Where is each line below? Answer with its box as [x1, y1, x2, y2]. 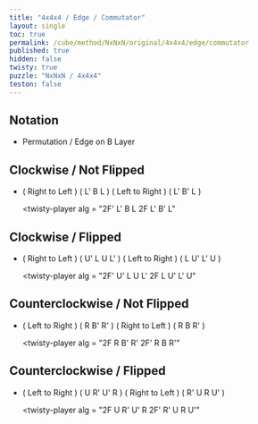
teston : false [9, 80, 62, 89]
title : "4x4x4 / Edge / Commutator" [9, 13, 146, 22]
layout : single [9, 21, 66, 30]
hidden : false [9, 55, 62, 64]
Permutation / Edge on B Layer [21, 136, 136, 148]
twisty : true [9, 64, 58, 72]
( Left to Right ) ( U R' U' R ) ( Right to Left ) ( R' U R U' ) [21, 386, 225, 398]
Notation [9, 113, 60, 128]
